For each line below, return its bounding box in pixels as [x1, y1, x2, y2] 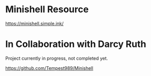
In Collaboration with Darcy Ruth [5, 38, 146, 50]
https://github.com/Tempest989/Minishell [5, 65, 93, 71]
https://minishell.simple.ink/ [5, 20, 64, 27]
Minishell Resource [5, 4, 89, 15]
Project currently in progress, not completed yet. [5, 55, 108, 61]
